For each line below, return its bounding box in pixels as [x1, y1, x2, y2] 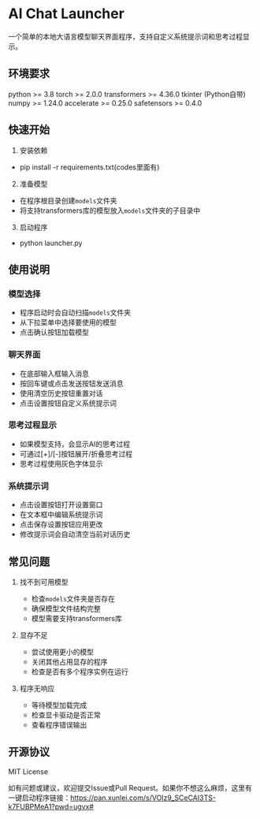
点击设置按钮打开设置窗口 [19, 500, 103, 509]
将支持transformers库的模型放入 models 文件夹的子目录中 [19, 206, 201, 215]
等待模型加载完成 [31, 700, 87, 709]
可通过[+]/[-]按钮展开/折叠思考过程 [19, 449, 133, 458]
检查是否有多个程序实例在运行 [31, 667, 128, 676]
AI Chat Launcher [8, 5, 124, 23]
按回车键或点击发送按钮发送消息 [19, 378, 124, 388]
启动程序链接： [21, 793, 71, 802]
